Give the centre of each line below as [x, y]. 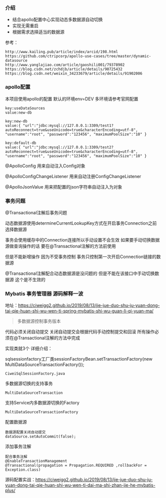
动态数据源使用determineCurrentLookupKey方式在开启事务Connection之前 [81, 223]
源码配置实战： [20, 480]
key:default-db [21, 143]
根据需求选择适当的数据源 [38, 32]
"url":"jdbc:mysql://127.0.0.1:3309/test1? [68, 125]
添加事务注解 [18, 446]
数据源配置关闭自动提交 [25, 433]
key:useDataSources [25, 108]
